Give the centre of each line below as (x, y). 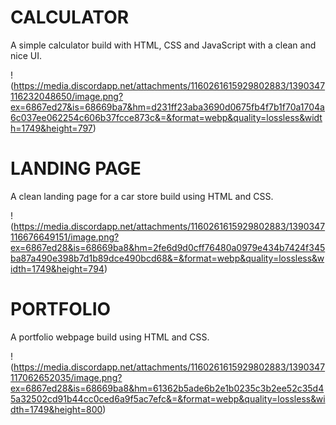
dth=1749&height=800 (56, 409)
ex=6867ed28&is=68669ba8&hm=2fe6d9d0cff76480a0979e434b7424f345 (168, 247)
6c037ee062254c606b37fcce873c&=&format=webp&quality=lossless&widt (166, 117)
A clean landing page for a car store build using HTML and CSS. (142, 196)
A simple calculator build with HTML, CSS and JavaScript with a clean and (163, 45)
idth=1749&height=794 (57, 268)
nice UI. (26, 55)
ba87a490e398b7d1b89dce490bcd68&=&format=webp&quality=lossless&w (167, 258)
